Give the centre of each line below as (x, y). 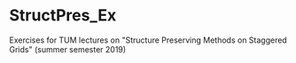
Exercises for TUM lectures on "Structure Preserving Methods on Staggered (148, 40)
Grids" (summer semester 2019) (68, 49)
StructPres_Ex (63, 16)
